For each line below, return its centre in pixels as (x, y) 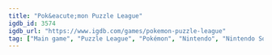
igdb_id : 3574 (32, 23)
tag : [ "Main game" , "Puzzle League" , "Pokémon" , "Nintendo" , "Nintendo (132, 38)
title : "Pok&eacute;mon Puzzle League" (76, 16)
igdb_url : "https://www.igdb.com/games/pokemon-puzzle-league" (117, 31)
